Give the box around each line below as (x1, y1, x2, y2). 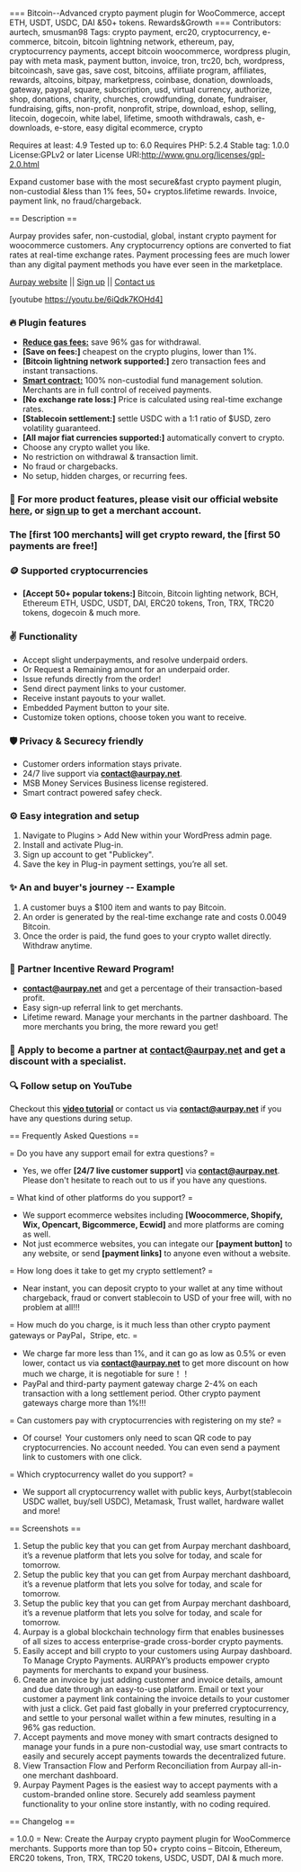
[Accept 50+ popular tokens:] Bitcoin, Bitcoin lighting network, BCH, (22, 589, 279, 599)
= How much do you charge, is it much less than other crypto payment (9, 1319, 271, 1330)
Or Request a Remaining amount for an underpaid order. (22, 663, 231, 674)
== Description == (9, 213, 78, 223)
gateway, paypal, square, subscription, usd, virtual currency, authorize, (9, 85, 272, 94)
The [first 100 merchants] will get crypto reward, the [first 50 (9, 528, 281, 541)
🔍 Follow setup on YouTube (9, 1079, 133, 1092)
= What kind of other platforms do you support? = (9, 1192, 193, 1203)
